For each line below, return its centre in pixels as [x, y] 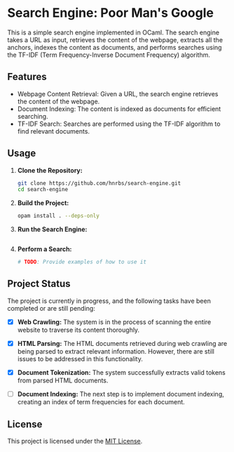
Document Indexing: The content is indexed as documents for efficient [119, 109]
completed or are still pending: [51, 308]
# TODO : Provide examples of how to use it [82, 262]
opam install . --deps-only [58, 216]
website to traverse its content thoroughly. [78, 330]
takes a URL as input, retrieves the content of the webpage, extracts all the [115, 39]
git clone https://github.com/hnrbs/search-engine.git [99, 183]
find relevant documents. [53, 131]
